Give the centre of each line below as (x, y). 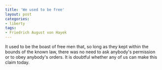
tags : (11, 28)
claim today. (17, 62)
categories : (17, 19)
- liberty (15, 23)
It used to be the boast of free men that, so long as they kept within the (77, 47)
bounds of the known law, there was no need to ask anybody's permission (80, 52)
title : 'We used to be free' (35, 10)
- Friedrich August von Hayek (36, 33)
